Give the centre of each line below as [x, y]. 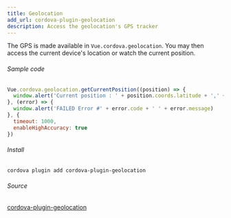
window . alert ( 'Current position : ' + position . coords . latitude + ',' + [120, 96]
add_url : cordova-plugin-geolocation [61, 20]
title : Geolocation [35, 13]
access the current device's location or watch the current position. [101, 53]
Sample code [26, 69]
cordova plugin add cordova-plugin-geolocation [77, 170]
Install [16, 150]
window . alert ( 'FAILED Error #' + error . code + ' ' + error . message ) [113, 109]
